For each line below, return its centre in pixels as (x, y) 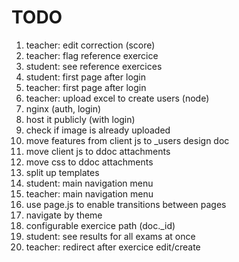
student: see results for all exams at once (110, 236)
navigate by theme (64, 215)
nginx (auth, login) (63, 108)
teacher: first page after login (86, 87)
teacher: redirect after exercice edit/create (113, 247)
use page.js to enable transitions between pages (126, 204)
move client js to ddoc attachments (98, 151)
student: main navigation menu (89, 183)
